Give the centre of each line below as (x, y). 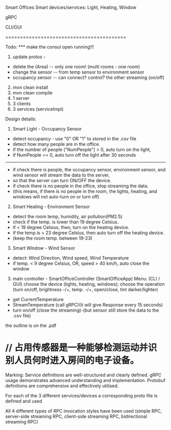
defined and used (24, 401)
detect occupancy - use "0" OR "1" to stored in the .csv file (74, 139)
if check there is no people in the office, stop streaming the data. (80, 186)
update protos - (29, 57)
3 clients (22, 104)
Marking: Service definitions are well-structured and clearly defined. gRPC (83, 375)
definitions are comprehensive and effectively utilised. (62, 386)
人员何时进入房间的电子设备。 (77, 360)
